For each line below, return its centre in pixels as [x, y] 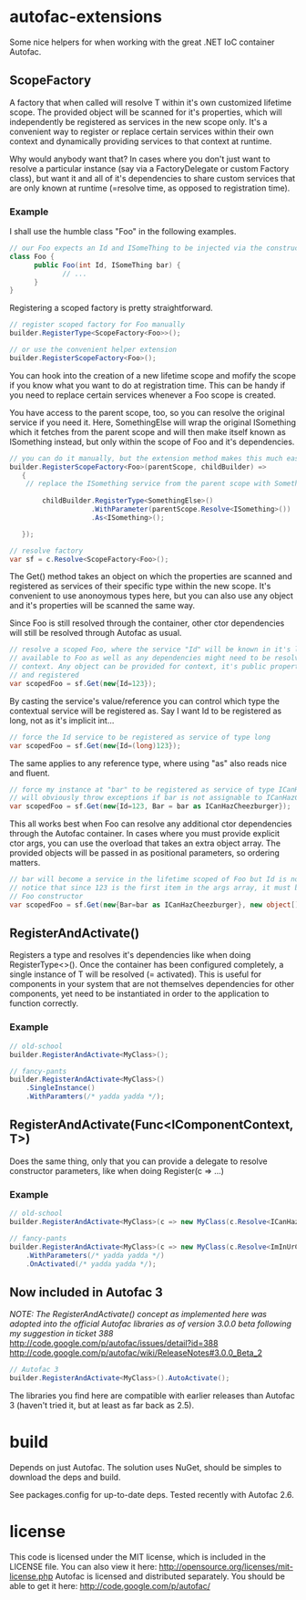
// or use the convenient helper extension [93, 350]
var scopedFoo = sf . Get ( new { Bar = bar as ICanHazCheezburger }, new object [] [154, 905]
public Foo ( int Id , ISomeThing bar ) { [107, 265]
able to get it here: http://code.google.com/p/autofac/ [110, 1585]
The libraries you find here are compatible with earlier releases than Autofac [153, 1395]
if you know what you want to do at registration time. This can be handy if [148, 385]
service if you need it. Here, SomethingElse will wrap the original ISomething [153, 422]
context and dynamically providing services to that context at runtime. [141, 141]
